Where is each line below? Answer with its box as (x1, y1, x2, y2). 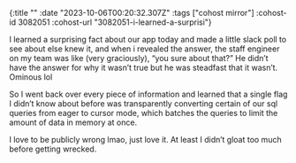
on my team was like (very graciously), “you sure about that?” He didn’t (9, 53, 269, 63)
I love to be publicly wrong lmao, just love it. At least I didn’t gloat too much (9, 135, 282, 144)
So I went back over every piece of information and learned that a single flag (9, 89, 288, 99)
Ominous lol (9, 72, 53, 82)
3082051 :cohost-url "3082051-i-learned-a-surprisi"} (17, 17, 212, 27)
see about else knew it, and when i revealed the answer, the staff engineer (9, 43, 280, 54)
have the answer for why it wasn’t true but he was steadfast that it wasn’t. (9, 62, 278, 73)
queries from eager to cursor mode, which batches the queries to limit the (9, 108, 278, 118)
